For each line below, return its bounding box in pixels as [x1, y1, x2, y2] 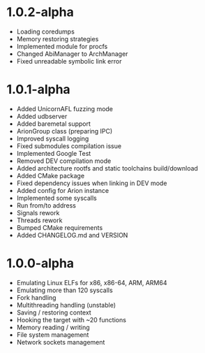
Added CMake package [16, 171, 85, 180]
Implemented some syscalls [16, 194, 97, 202]
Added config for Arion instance [16, 186, 109, 194]
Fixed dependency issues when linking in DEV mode [16, 179, 167, 187]
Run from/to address [16, 201, 76, 210]
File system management [16, 330, 89, 339]
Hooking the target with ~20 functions [16, 315, 127, 324]
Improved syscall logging [16, 134, 89, 143]
